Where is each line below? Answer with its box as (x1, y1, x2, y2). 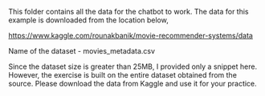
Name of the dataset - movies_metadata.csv (8, 46, 155, 55)
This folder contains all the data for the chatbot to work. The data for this (8, 7, 249, 16)
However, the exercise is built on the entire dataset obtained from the (8, 70, 237, 79)
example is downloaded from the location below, (8, 15, 169, 25)
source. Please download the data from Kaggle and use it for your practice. (8, 79, 257, 88)
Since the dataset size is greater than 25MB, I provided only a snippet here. (8, 62, 258, 71)
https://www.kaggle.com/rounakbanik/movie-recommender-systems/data (8, 31, 253, 40)
